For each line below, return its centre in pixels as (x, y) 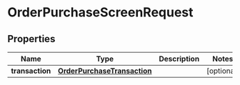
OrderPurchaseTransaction (105, 71)
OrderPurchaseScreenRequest (101, 12)
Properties (31, 39)
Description (179, 59)
